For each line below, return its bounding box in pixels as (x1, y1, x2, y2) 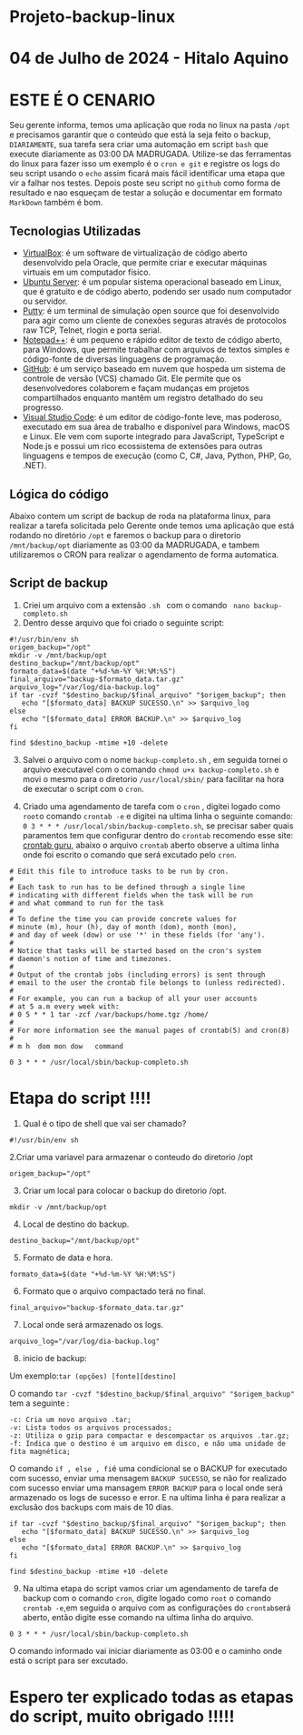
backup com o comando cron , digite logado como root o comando (22, 1592, 272, 1603)
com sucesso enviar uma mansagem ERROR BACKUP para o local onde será (9, 1482, 283, 1493)
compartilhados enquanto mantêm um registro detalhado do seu (22, 393, 264, 404)
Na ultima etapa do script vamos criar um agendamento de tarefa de (22, 1582, 279, 1593)
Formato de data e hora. (22, 1252, 113, 1263)
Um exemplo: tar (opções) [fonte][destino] (9, 1370, 177, 1381)
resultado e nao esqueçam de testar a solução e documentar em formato (9, 187, 283, 198)
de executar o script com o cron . (22, 783, 145, 794)
